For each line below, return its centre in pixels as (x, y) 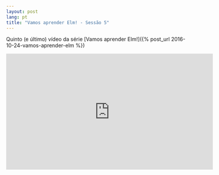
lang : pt (17, 17)
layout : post (22, 11)
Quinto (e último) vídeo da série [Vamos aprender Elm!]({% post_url (88, 39)
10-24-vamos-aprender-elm (40, 45)
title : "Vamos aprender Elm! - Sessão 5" (58, 22)
